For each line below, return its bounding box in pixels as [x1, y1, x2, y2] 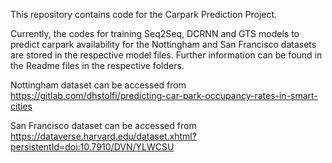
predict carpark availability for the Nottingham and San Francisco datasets [10, 39, 317, 50]
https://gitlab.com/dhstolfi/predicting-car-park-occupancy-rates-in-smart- [10, 90, 318, 101]
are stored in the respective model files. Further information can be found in [10, 49, 323, 61]
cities [10, 100, 33, 112]
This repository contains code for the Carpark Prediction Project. [10, 9, 278, 20]
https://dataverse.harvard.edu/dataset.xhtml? [10, 130, 197, 142]
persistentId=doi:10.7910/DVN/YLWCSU [10, 141, 175, 153]
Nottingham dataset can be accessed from [10, 79, 187, 91]
